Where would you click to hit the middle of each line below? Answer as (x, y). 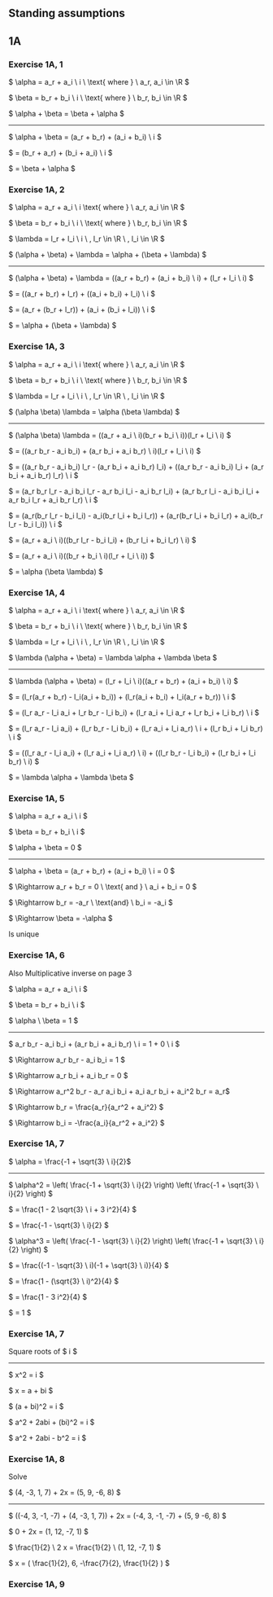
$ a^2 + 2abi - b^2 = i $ (48, 1438)
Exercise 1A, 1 (36, 64)
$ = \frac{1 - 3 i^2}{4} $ (48, 1296)
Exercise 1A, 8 (37, 1459)
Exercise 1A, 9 (37, 1585)
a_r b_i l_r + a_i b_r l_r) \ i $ (53, 499)
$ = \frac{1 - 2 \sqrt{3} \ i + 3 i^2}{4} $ (73, 1209)
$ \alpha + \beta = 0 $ (45, 848)
